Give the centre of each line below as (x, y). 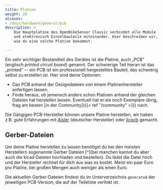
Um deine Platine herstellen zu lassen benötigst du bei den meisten (73, 147)
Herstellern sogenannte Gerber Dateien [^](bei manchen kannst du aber (77, 152)
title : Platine (20, 9)
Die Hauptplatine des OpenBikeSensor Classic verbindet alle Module (85, 32)
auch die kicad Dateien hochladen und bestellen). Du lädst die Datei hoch (79, 157)
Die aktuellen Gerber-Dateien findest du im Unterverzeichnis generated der (80, 177)
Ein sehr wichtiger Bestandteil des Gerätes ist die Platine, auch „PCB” (75, 59)
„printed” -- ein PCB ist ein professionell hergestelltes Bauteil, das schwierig (81, 70)
